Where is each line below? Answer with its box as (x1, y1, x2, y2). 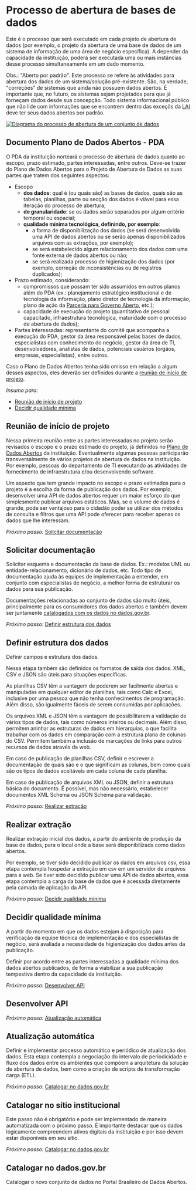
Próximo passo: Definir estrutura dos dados (6, 621, 111, 628)
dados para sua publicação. (6, 586, 73, 593)
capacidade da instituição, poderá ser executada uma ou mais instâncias (6, 54, 182, 61)
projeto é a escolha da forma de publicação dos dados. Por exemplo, (6, 485, 173, 493)
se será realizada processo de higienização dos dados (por (32, 258, 176, 265)
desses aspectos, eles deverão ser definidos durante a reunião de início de (6, 369, 187, 376)
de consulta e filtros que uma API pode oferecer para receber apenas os (6, 510, 181, 517)
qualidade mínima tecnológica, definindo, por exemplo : (23, 221, 161, 228)
